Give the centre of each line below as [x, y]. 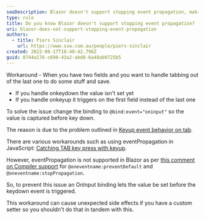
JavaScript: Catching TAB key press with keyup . [67, 148]
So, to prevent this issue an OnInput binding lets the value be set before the [101, 184]
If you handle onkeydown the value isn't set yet [74, 93]
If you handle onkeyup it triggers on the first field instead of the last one [105, 99]
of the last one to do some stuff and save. [59, 81]
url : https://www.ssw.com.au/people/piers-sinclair [84, 46]
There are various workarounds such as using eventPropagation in [90, 142]
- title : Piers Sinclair [43, 40]
